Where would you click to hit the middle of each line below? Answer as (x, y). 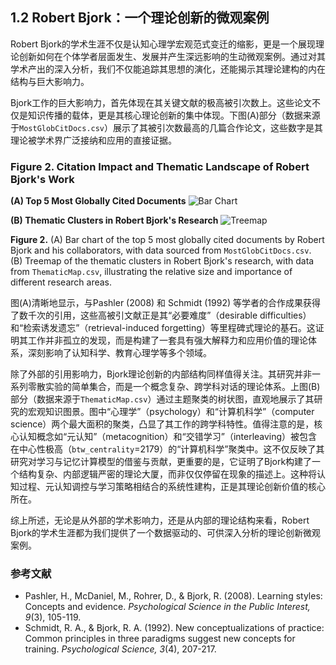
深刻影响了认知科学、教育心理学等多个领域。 (119, 353)
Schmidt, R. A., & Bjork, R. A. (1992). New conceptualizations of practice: (174, 628)
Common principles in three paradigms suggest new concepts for (160, 639)
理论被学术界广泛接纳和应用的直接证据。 (93, 140)
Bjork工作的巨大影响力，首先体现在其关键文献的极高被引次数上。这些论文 (161, 102)
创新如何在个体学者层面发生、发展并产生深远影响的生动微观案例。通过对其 (172, 56)
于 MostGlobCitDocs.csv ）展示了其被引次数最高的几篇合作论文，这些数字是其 (167, 127)
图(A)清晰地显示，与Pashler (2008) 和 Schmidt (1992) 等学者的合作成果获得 (166, 303)
